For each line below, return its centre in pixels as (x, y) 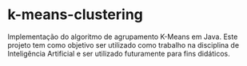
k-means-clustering (75, 15)
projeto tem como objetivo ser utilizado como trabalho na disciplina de (124, 45)
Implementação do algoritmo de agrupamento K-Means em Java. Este (123, 37)
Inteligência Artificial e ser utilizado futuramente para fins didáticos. (119, 53)
